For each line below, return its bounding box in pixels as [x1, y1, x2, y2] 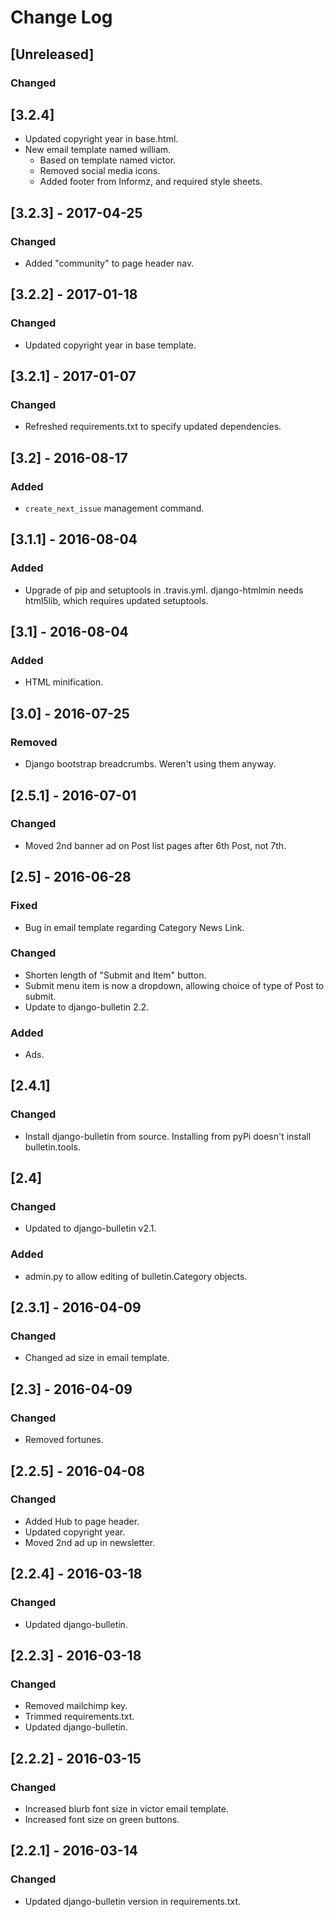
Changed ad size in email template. [24, 1352, 170, 1364]
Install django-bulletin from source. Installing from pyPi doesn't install [24, 1130, 312, 1142]
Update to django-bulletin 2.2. [24, 1001, 150, 1013]
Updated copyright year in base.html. [24, 133, 179, 145]
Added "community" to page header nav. [24, 257, 195, 269]
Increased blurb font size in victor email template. [24, 1802, 229, 1815]
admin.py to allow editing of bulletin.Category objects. [24, 1270, 248, 1282]
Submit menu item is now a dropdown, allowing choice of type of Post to [24, 979, 325, 991]
